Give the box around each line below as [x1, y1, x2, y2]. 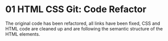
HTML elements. [5, 31, 40, 37]
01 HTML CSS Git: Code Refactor [5, 4, 147, 15]
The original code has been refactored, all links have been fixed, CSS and [5, 20, 160, 26]
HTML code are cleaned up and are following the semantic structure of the [5, 25, 163, 31]
